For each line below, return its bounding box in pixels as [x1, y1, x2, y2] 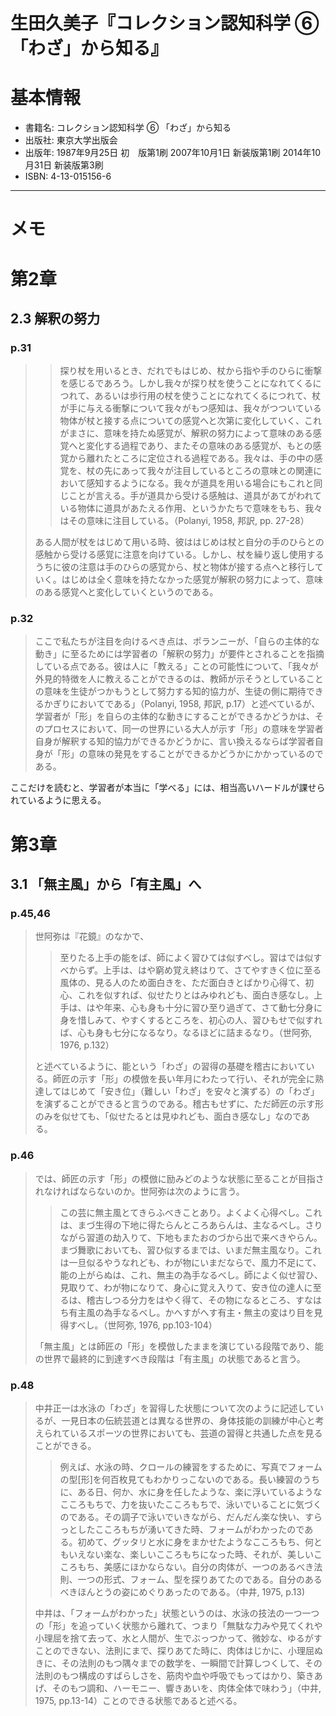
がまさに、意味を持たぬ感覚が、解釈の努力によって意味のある [59, 427, 313, 439]
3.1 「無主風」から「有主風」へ [10, 876, 202, 893]
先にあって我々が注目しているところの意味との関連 [103, 465, 314, 477]
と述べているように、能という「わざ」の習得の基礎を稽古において [34, 1060, 307, 1073]
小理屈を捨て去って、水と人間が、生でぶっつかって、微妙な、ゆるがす [34, 1632, 323, 1644]
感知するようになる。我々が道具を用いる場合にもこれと [86, 477, 315, 489]
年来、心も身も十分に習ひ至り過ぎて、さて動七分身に [103, 1002, 323, 1014]
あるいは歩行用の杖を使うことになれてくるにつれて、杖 [94, 390, 322, 402]
